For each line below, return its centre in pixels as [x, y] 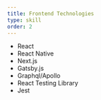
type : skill [24, 20]
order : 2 [20, 26]
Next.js [27, 61]
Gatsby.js [30, 68]
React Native [35, 53]
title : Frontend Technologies [51, 14]
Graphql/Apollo [39, 76]
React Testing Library [47, 83]
